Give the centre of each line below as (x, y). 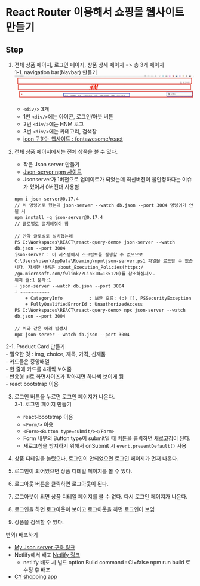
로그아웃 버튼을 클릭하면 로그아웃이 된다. (61, 484)
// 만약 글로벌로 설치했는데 (43, 236)
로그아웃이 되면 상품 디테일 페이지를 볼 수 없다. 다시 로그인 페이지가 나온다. (101, 497)
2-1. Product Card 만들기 (35, 347)
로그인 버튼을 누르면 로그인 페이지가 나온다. (64, 397)
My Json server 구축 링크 (44, 548)
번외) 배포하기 (22, 535)
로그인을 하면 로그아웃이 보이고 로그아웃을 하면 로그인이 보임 (84, 509)
